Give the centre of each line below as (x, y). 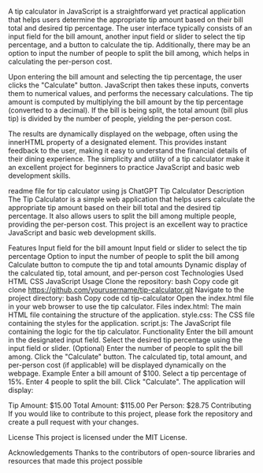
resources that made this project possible (76, 461)
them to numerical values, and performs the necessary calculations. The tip (131, 93)
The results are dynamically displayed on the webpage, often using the (123, 134)
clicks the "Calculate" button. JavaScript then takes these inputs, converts (129, 85)
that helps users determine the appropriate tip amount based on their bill (126, 20)
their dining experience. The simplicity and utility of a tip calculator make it (129, 159)
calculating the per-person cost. (60, 61)
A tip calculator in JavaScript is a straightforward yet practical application (127, 11)
